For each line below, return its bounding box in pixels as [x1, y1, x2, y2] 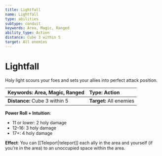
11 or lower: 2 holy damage [12, 119, 67, 125]
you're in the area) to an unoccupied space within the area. [5, 145, 125, 151]
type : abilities [5, 16, 39, 21]
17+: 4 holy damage [12, 130, 53, 136]
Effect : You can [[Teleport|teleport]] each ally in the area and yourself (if [5, 140, 153, 146]
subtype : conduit [5, 21, 41, 26]
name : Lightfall [5, 12, 39, 17]
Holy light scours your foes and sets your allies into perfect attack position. [5, 77, 158, 83]
